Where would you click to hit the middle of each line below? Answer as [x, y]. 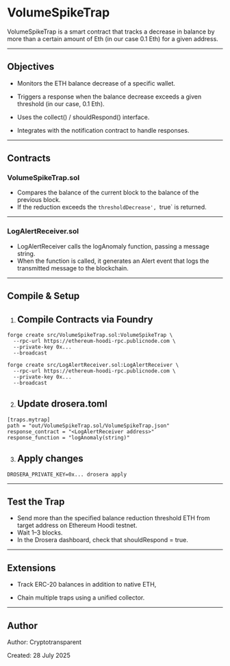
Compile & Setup [43, 296]
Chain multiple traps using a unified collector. [81, 598]
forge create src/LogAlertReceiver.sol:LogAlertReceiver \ [93, 365]
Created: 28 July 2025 [39, 655]
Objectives [31, 67]
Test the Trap [36, 501]
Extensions [31, 568]
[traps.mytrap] [29, 420]
